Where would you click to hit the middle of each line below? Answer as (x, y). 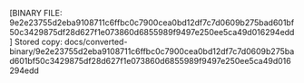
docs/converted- (96, 41)
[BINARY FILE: (36, 13)
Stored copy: (39, 41)
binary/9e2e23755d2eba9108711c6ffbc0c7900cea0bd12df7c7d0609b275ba (152, 51)
